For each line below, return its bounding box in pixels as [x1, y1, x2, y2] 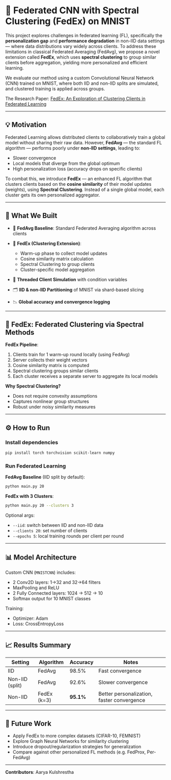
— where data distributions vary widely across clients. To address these [5, 43, 156, 49]
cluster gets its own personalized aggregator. [5, 191, 100, 198]
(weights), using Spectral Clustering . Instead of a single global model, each [5, 186, 164, 192]
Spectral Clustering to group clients [20, 261, 95, 267]
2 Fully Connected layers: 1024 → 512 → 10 [12, 590, 103, 596]
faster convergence [98, 696, 146, 703]
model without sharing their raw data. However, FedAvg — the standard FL [5, 139, 162, 145]
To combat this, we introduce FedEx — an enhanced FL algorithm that [5, 176, 152, 182]
